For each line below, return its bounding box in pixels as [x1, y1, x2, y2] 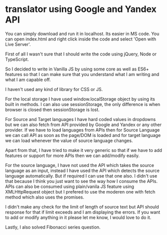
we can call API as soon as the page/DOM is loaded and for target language [5, 132, 161, 138]
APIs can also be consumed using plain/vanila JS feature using [5, 183, 135, 189]
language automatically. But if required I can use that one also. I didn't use [5, 172, 158, 178]
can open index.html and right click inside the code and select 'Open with [5, 36, 156, 42]
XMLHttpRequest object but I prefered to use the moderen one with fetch [5, 188, 156, 194]
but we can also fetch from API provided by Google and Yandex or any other [5, 121, 162, 127]
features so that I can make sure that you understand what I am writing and [5, 71, 160, 77]
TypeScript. [5, 56, 29, 62]
